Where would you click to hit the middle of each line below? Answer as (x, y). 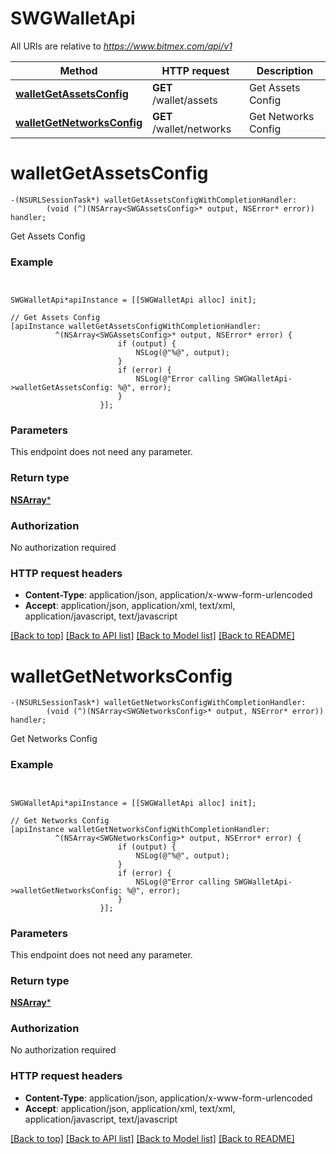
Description (285, 70)
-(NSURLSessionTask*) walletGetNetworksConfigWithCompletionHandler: (158, 703)
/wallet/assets (185, 100)
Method (78, 70)
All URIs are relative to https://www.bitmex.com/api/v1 (121, 46)
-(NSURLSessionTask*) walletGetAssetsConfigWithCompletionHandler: (154, 200)
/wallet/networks (192, 129)
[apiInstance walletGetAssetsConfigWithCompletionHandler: (136, 327)
